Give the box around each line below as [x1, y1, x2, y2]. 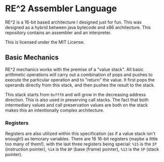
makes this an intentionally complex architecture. [5, 107, 104, 113]
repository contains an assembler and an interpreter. [5, 29, 112, 35]
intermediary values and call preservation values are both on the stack [5, 102, 148, 108]
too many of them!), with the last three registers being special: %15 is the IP [5, 141, 157, 147]
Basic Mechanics [5, 54, 59, 62]
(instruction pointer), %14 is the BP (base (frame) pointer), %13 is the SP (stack [5, 146, 159, 152]
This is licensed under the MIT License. [5, 39, 85, 45]
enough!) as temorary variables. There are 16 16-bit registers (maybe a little [5, 136, 158, 142]
